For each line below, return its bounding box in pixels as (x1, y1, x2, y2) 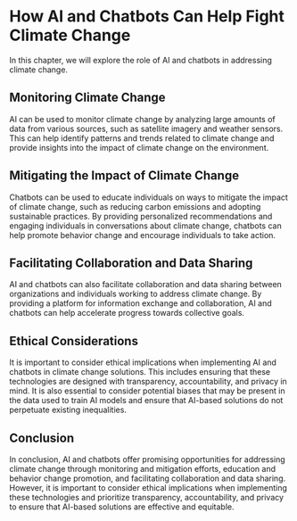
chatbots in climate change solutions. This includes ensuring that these (9, 367, 270, 377)
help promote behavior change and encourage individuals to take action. (9, 229, 276, 240)
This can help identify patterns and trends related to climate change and (9, 132, 275, 144)
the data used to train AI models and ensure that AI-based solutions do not (9, 395, 284, 406)
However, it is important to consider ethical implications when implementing (9, 483, 288, 492)
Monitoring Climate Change (9, 90, 167, 105)
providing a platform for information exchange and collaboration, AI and (9, 298, 272, 309)
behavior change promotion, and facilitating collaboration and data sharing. (9, 473, 286, 484)
